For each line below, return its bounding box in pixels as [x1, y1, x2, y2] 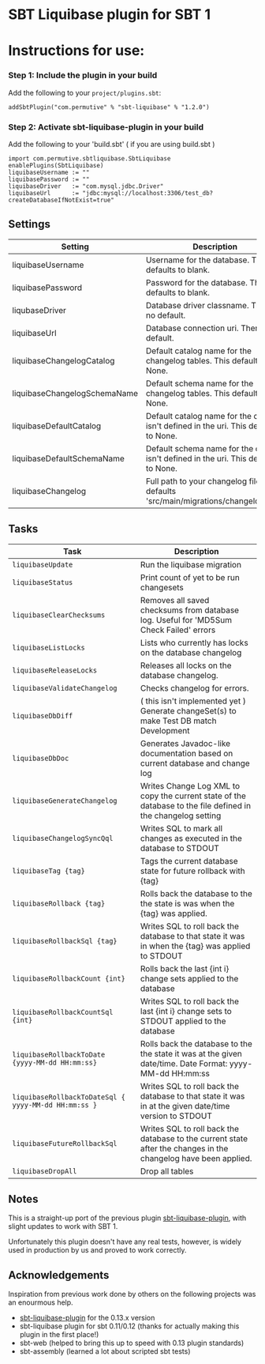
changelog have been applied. [140, 1152, 252, 1163]
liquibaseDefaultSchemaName [12, 453, 125, 464]
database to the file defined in [140, 800, 251, 811]
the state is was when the [140, 898, 235, 909]
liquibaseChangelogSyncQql [12, 834, 114, 842]
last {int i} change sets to [140, 1005, 233, 1016]
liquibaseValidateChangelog [12, 684, 118, 692]
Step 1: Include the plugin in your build [8, 70, 158, 81]
